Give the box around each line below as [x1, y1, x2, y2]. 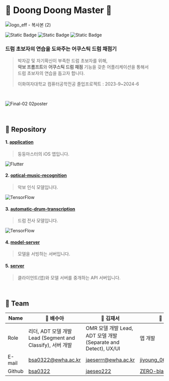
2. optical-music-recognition [5, 172, 67, 178]
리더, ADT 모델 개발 [28, 328, 72, 335]
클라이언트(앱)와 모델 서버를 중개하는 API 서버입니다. [17, 274, 121, 280]
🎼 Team [5, 299, 29, 308]
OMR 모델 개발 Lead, [86, 325, 133, 332]
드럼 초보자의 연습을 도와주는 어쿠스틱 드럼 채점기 [5, 45, 117, 52]
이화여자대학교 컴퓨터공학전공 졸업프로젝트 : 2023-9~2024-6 [17, 81, 139, 87]
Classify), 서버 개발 [28, 342, 72, 349]
